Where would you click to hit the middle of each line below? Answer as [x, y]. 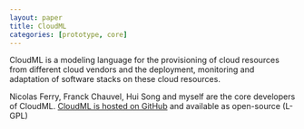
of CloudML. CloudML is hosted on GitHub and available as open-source [145, 106]
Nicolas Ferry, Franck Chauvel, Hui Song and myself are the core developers [152, 97]
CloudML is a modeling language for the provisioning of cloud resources [144, 60]
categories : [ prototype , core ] [69, 34]
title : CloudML [38, 26]
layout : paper [36, 18]
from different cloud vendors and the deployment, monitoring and [132, 69]
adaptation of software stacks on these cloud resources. [115, 79]
